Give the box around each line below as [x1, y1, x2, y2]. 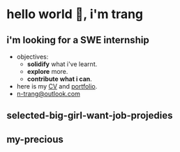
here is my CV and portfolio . [16, 82, 98, 90]
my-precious [6, 133, 63, 145]
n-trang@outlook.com [16, 90, 81, 98]
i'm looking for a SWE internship [6, 34, 149, 46]
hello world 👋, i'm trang [6, 6, 144, 22]
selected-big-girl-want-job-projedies [6, 109, 173, 121]
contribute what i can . [27, 75, 92, 83]
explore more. [27, 68, 68, 75]
